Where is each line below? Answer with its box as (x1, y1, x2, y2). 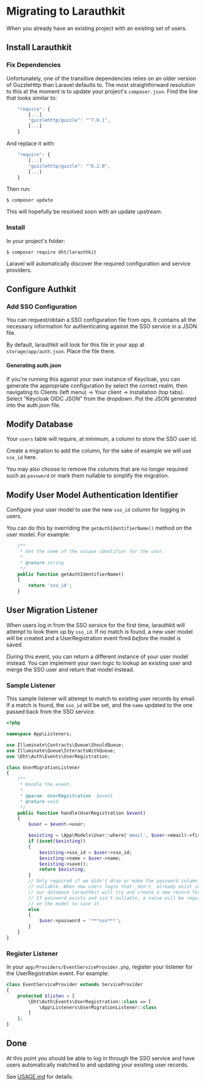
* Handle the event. (20, 782, 72, 788)
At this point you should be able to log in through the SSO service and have (6, 1054, 195, 1062)
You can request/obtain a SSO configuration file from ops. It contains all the (6, 316, 196, 324)
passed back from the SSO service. (6, 708, 96, 716)
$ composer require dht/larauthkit (6, 249, 97, 255)
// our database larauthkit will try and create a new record (28, 889, 190, 895)
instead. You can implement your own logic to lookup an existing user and (6, 659, 192, 667)
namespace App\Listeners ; (6, 731, 72, 737)
